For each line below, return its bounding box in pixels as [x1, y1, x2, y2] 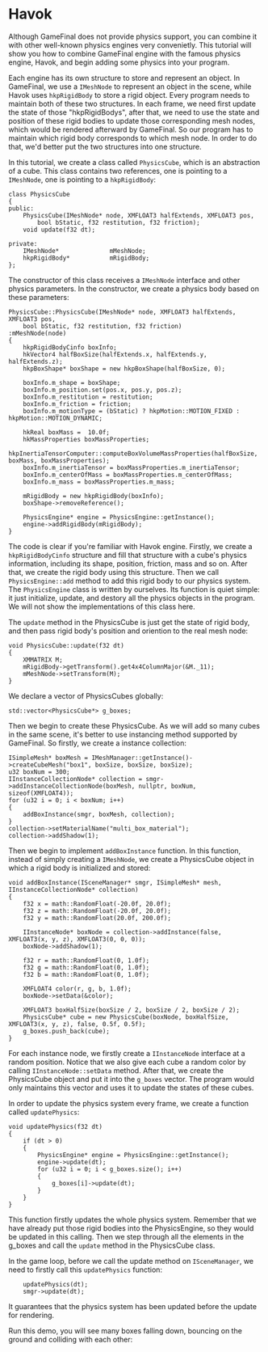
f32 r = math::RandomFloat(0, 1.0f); [23, 956, 150, 965]
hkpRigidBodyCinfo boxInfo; [23, 343, 117, 352]
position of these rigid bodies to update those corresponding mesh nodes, [8, 116, 256, 125]
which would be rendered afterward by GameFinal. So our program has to [8, 125, 253, 134]
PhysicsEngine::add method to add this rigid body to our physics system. [8, 576, 251, 585]
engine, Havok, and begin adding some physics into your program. [8, 57, 230, 67]
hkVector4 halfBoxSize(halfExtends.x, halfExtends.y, [23, 350, 207, 358]
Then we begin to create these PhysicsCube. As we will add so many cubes [8, 720, 261, 730]
